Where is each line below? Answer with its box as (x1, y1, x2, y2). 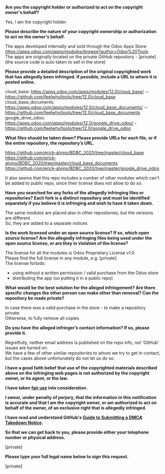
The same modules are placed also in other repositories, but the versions (5, 210, 154, 216)
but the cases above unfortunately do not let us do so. (5, 355, 115, 361)
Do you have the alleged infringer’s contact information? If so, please (5, 325, 150, 330)
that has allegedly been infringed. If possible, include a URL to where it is (5, 74, 157, 79)
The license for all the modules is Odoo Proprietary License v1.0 (5, 250, 135, 255)
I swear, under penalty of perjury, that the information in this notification (5, 395, 157, 400)
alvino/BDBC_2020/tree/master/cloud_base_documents (5, 160, 118, 166)
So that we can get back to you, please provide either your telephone (5, 429, 149, 435)
